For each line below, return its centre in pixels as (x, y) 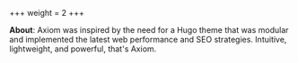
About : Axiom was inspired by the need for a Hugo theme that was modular (149, 30)
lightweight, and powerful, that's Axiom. (83, 49)
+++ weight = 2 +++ (47, 13)
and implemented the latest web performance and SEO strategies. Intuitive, (148, 39)
